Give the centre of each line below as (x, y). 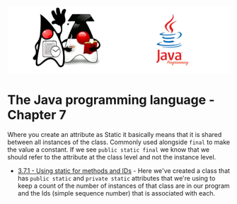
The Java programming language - (111, 100)
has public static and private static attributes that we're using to (116, 178)
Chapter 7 (37, 115)
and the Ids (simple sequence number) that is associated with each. (116, 193)
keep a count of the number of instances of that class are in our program (123, 186)
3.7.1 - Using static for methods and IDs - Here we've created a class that (124, 170)
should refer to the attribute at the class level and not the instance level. (112, 157)
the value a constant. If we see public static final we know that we (109, 149)
